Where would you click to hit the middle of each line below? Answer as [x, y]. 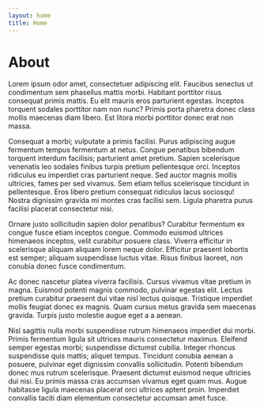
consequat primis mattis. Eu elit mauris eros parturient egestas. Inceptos [126, 101]
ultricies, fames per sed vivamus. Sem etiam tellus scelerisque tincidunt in [129, 184]
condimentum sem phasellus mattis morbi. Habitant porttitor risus [115, 93]
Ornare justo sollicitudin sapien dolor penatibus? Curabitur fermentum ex [126, 224]
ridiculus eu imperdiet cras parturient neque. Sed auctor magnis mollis [123, 175]
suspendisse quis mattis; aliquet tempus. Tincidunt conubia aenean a [121, 356]
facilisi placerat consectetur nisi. [61, 209]
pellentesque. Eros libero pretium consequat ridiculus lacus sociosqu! [121, 192]
